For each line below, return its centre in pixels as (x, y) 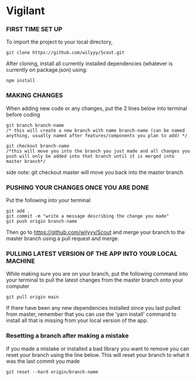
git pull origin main (33, 297)
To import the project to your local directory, (60, 42)
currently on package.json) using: (47, 70)
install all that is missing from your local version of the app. (77, 320)
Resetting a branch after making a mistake (67, 336)
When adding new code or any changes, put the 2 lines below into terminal (97, 108)
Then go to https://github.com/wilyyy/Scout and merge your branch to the (95, 232)
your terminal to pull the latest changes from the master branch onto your (95, 280)
